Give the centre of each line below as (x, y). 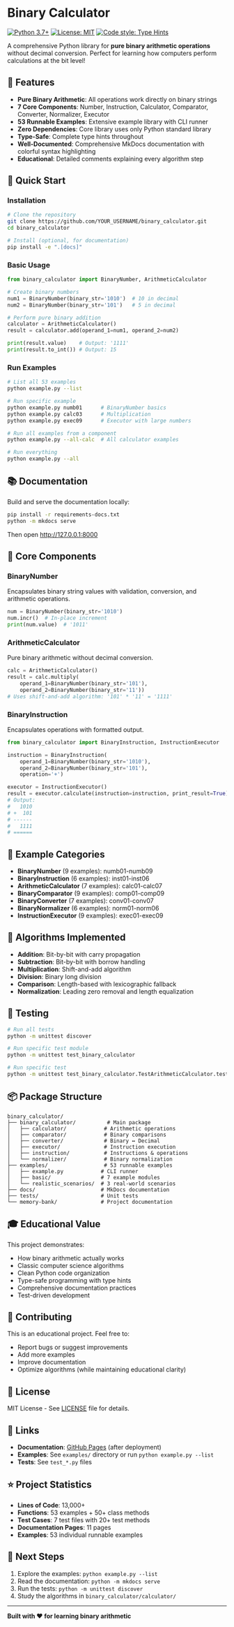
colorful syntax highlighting (56, 151)
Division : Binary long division (60, 976)
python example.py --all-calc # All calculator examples (93, 440)
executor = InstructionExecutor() (57, 787)
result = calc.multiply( (43, 677)
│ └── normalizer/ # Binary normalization (90, 1159)
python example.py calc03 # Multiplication (79, 414)
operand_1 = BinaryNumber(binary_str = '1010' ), (85, 761)
